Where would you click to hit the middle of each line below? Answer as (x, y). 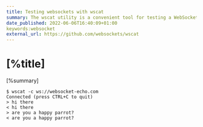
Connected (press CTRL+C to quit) (50, 97)
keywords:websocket (31, 29)
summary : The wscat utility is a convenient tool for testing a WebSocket (102, 17)
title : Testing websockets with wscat (55, 12)
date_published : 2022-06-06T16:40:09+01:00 (62, 23)
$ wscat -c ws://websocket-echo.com (52, 92)
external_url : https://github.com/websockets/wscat (72, 34)
